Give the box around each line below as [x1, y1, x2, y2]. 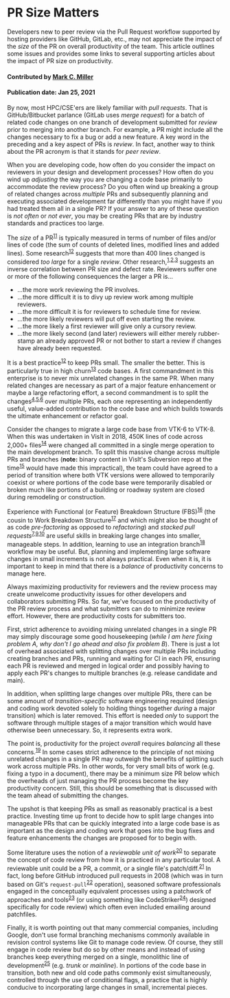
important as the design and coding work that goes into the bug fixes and [7, 826, 215, 835]
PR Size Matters [7, 5, 100, 21]
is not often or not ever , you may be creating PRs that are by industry [7, 212, 203, 220]
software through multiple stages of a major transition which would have [7, 718, 211, 727]
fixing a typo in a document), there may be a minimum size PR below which [7, 769, 220, 778]
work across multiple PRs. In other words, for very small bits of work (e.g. [7, 762, 215, 771]
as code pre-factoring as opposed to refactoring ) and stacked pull [7, 523, 196, 532]
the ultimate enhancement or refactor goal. [7, 411, 128, 420]
